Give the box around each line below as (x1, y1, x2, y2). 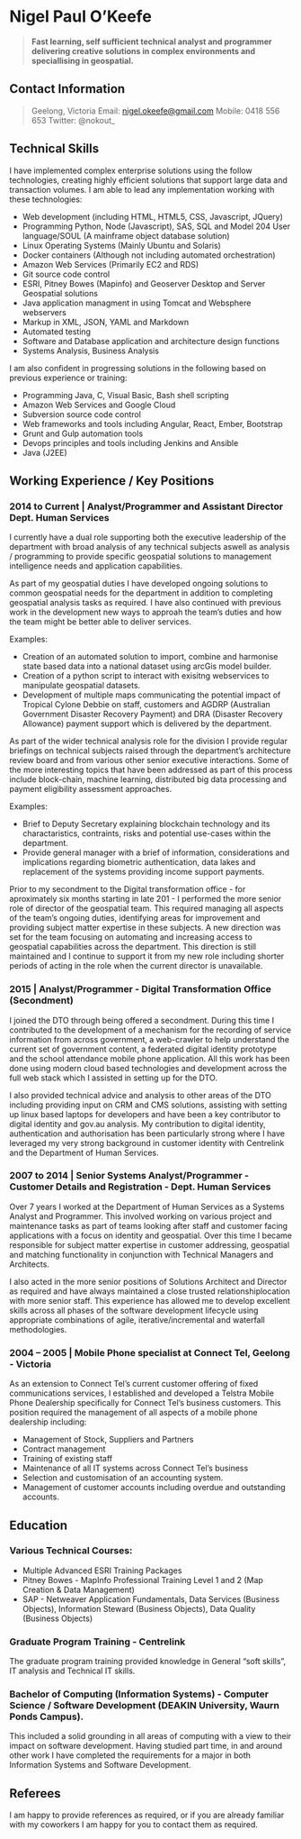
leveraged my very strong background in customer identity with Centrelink (9, 1137, 285, 1148)
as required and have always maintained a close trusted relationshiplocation (9, 1286, 290, 1297)
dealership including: (9, 1416, 87, 1427)
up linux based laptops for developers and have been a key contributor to (9, 1108, 281, 1119)
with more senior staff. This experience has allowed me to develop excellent (9, 1295, 290, 1306)
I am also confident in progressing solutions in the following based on (9, 362, 267, 373)
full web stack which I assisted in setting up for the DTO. (9, 1072, 218, 1083)
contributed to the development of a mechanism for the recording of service (9, 1024, 292, 1035)
